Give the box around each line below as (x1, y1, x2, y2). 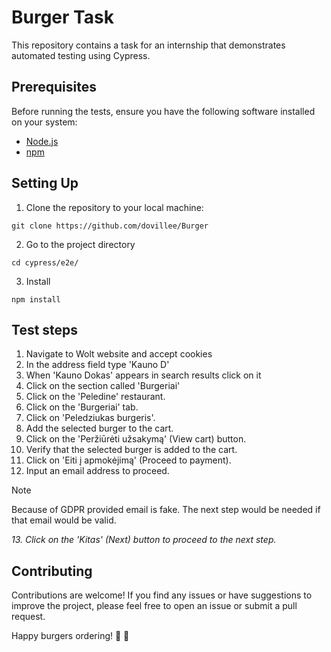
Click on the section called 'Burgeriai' (25, 380, 181, 392)
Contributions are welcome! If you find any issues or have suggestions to (11, 589, 313, 601)
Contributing (11, 562, 93, 580)
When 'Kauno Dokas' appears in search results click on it (25, 369, 262, 381)
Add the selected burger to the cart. (25, 422, 174, 435)
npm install (11, 294, 61, 305)
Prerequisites (11, 79, 97, 96)
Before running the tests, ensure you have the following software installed (11, 105, 316, 117)
